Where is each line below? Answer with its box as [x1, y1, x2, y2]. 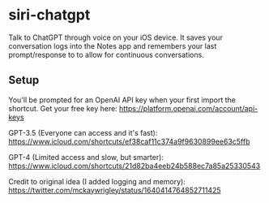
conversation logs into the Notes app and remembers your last [8, 41, 217, 50]
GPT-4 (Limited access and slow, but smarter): [8, 152, 164, 162]
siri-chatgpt [8, 6, 91, 24]
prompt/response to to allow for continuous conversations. [8, 50, 204, 59]
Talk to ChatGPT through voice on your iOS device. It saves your [8, 32, 223, 42]
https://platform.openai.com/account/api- [118, 103, 258, 113]
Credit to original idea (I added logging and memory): [8, 176, 186, 186]
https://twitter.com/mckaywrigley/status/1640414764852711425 [8, 185, 221, 195]
